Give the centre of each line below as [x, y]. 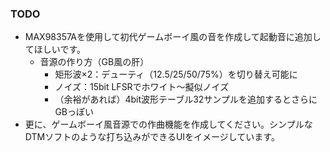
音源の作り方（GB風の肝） [94, 62]
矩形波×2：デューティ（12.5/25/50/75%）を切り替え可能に [176, 74]
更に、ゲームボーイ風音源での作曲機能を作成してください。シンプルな [168, 124]
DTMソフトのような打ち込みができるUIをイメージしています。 [152, 137]
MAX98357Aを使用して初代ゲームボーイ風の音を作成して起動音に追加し [173, 37]
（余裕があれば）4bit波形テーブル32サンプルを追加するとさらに [186, 99]
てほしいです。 [55, 49]
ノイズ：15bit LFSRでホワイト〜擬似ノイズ [142, 87]
